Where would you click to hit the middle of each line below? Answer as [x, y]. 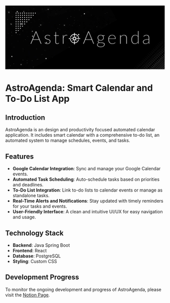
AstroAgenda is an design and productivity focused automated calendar [80, 130]
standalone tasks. [31, 196]
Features [19, 156]
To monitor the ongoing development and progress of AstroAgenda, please [83, 289]
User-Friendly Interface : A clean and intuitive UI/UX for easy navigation [88, 212]
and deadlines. [28, 185]
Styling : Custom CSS [35, 261]
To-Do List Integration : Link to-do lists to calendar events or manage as [88, 190]
